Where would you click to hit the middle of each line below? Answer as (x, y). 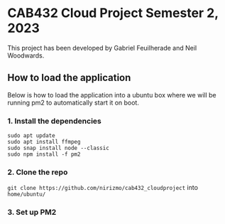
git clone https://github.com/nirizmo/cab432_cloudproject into (103, 188)
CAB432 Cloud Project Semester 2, (113, 13)
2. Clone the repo (38, 172)
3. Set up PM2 (32, 213)
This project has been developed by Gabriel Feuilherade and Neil (102, 48)
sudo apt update (31, 136)
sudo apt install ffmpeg (44, 142)
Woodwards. (26, 55)
